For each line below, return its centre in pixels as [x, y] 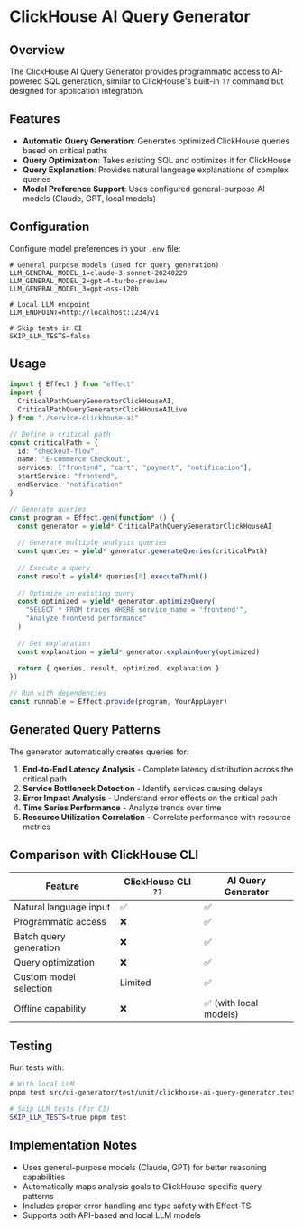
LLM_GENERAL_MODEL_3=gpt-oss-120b [74, 289]
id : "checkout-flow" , [58, 451]
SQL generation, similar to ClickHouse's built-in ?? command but [164, 81]
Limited [136, 983]
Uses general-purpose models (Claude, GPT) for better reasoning [145, 1167]
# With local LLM [42, 1085]
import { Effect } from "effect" [72, 384]
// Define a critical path [60, 434]
